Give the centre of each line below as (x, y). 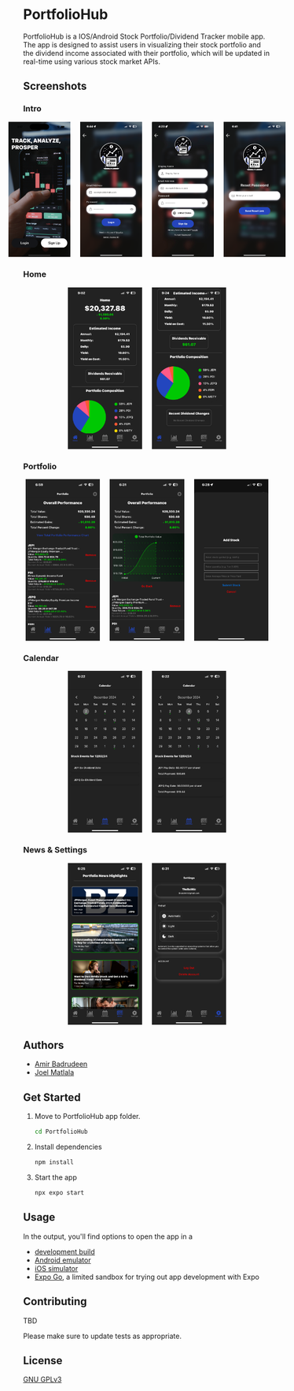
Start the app (56, 1177)
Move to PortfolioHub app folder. (87, 1117)
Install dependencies (68, 1147)
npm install (54, 1162)
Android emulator (62, 1260)
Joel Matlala (54, 1072)
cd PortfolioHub (61, 1132)
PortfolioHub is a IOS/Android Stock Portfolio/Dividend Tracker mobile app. (144, 36)
